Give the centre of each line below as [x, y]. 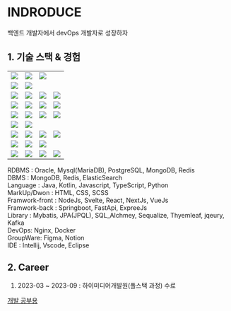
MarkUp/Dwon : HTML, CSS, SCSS [58, 192]
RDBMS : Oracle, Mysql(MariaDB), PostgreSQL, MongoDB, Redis [101, 170]
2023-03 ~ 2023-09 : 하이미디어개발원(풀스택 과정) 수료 [97, 285]
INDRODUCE [45, 12]
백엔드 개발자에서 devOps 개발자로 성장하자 [68, 33]
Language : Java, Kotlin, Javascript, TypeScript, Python [88, 185]
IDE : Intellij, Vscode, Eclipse [48, 245]
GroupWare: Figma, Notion [46, 237]
